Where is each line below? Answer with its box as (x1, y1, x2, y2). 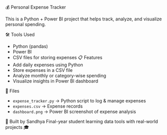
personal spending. (5, 21, 46, 27)
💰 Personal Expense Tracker (5, 4, 66, 10)
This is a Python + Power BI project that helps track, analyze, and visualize (5, 16, 162, 22)
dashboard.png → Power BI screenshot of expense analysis (12, 109, 136, 115)
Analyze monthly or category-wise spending (12, 73, 106, 78)
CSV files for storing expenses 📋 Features (12, 55, 103, 60)
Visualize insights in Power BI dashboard (12, 78, 99, 84)
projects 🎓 (5, 124, 30, 130)
